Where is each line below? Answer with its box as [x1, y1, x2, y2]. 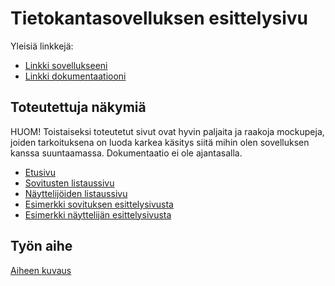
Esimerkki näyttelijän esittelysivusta [24, 208, 172, 221]
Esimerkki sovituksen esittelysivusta [24, 198, 174, 210]
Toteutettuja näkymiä [10, 99, 147, 116]
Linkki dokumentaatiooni [24, 70, 127, 82]
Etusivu [24, 166, 56, 178]
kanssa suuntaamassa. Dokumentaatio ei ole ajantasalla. [10, 147, 243, 159]
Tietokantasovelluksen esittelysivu [10, 7, 309, 30]
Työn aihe [10, 238, 73, 255]
